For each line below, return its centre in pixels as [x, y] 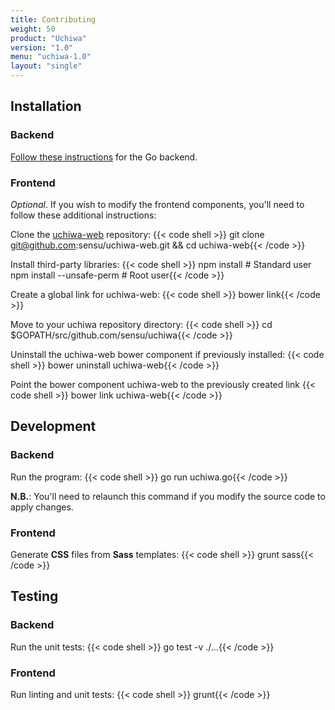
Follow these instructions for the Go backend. [104, 157]
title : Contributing [53, 19]
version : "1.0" [42, 47]
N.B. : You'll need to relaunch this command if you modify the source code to [168, 496]
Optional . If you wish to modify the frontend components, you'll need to [157, 204]
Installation [46, 106]
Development [53, 426]
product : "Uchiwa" [48, 38]
